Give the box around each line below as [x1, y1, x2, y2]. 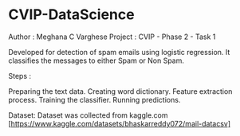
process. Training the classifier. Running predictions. [8, 95, 181, 104]
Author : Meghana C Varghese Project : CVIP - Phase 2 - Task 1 [8, 32, 216, 41]
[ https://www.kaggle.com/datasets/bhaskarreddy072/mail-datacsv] [8, 119, 231, 128]
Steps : [8, 71, 32, 80]
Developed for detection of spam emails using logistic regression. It [8, 47, 230, 56]
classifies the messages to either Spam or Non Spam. [8, 56, 185, 65]
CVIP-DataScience [8, 6, 135, 24]
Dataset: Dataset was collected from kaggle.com [8, 110, 168, 120]
